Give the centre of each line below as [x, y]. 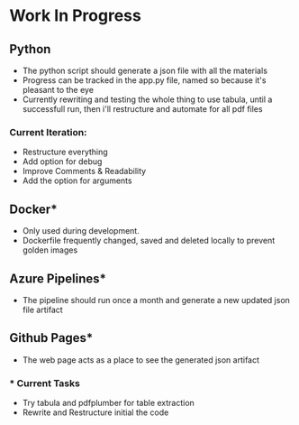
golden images [50, 250]
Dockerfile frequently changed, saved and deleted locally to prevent [149, 241]
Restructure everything [65, 152]
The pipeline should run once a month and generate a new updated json [156, 300]
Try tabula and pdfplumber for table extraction [109, 403]
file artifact [42, 310]
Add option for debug [62, 162]
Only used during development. [81, 231]
